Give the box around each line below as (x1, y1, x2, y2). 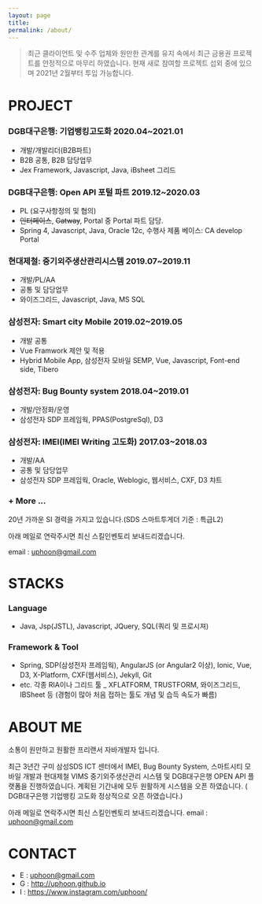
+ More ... (8, 495, 46, 506)
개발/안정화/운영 (19, 405, 70, 414)
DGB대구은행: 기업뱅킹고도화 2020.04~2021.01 (8, 126, 183, 137)
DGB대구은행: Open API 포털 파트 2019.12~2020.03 (8, 187, 201, 198)
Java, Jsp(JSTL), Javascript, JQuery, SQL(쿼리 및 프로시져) (19, 621, 209, 631)
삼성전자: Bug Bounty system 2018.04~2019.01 (8, 385, 189, 396)
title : (8, 19, 30, 27)
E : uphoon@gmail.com (19, 871, 96, 880)
